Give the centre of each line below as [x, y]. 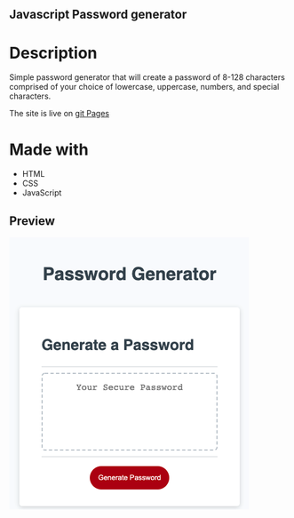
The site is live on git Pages [59, 114]
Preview [32, 221]
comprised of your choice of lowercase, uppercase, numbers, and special [144, 87]
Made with [49, 149]
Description [53, 53]
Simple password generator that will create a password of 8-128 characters [147, 77]
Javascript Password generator [98, 15]
